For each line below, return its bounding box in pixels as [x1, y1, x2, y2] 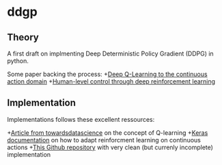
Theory [7, 31, 40, 43]
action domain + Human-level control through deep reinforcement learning [7, 77, 216, 86]
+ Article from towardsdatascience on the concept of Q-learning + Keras [7, 128, 208, 137]
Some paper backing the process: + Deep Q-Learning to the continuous [7, 70, 208, 78]
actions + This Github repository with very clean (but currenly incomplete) [7, 143, 214, 151]
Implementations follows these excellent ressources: [7, 115, 155, 123]
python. [7, 57, 29, 65]
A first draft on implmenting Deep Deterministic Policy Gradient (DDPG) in [7, 49, 214, 58]
